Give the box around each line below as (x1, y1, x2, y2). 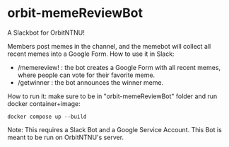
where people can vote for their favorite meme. (17, 71, 155, 79)
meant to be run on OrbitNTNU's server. (7, 133, 124, 141)
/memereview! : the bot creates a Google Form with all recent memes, (17, 63, 221, 71)
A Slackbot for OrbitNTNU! (7, 28, 85, 37)
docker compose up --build (7, 113, 87, 120)
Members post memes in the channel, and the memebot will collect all (7, 42, 211, 50)
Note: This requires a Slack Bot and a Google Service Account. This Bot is (7, 125, 223, 134)
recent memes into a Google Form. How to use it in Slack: (7, 49, 175, 58)
